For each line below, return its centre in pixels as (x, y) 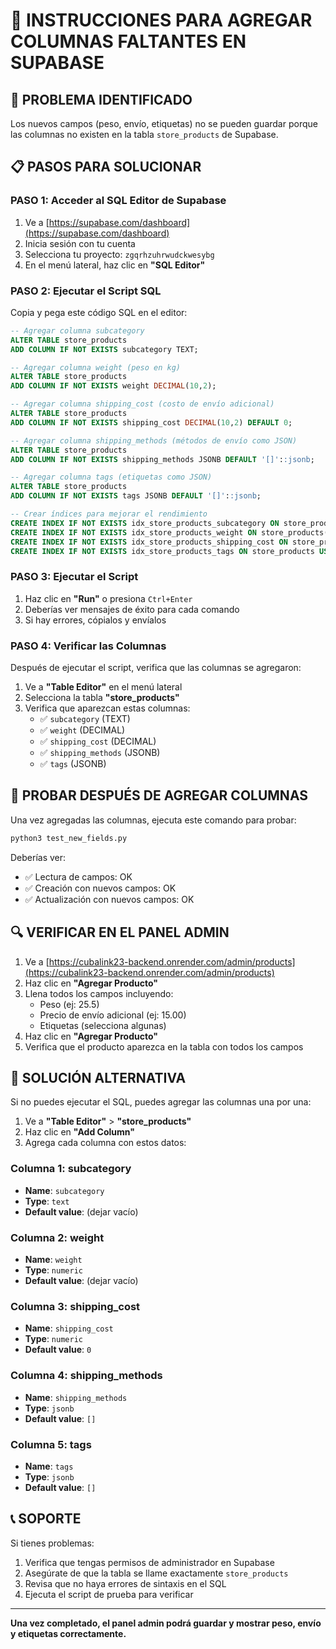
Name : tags (49, 1466)
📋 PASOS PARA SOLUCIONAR (106, 167)
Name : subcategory (64, 1190)
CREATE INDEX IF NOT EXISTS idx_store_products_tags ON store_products (162, 551)
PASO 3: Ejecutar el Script (74, 577)
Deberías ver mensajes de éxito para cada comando (132, 609)
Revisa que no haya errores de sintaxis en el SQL (125, 1583)
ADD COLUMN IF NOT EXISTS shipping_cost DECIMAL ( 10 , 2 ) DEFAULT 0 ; (151, 422)
